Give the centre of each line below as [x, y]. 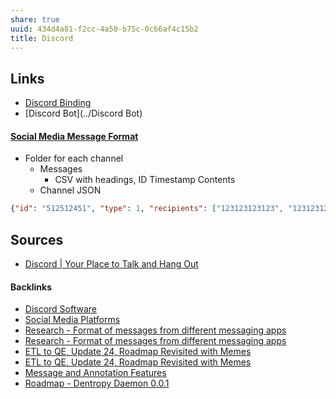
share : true [35, 19]
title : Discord [42, 38]
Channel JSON [70, 190]
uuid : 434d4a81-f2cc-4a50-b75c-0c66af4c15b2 [104, 29]
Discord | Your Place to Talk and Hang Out [111, 264]
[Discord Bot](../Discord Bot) [83, 113]
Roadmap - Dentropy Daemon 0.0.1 [97, 383]
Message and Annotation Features [95, 373]
